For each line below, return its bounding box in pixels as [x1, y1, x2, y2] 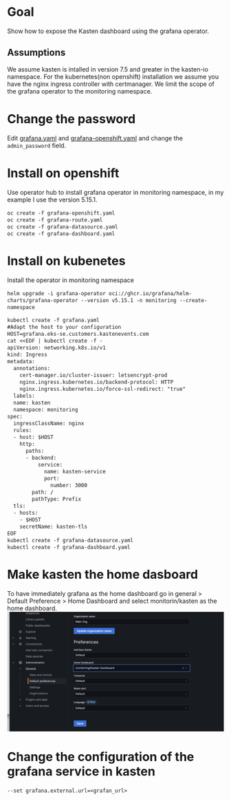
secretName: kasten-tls [19, 523, 88, 530]
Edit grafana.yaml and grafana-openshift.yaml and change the [7, 133, 184, 142]
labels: [13, 392, 36, 399]
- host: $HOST [13, 434, 54, 440]
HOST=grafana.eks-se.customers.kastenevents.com [7, 330, 149, 337]
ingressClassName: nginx [13, 420, 85, 427]
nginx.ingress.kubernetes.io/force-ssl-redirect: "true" [19, 385, 186, 392]
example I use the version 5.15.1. [7, 195, 98, 204]
